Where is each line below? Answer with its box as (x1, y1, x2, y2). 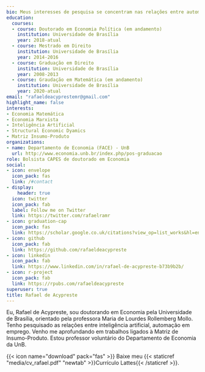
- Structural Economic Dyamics (6, 128, 86, 134)
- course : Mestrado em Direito (12, 43, 92, 49)
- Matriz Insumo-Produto (6, 133, 70, 140)
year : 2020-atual (17, 88, 62, 94)
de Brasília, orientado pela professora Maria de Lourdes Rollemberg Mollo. (6, 315, 193, 323)
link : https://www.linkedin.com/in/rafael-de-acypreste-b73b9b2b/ (12, 264, 184, 270)
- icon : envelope (6, 167, 51, 174)
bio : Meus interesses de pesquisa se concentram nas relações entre (6, 9, 184, 15)
